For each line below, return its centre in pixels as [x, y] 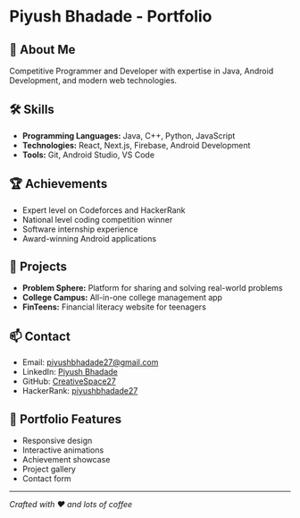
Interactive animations [63, 450]
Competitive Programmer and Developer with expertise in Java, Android [142, 71]
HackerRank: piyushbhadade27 [80, 391]
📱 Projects [38, 267]
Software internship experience [80, 229]
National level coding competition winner [97, 219]
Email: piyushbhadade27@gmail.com [90, 362]
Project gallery [49, 469]
